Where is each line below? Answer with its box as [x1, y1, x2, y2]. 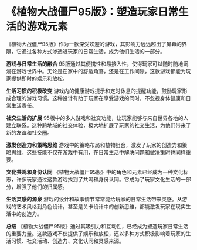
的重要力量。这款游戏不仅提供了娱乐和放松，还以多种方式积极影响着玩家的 [6, 230, 186, 237]
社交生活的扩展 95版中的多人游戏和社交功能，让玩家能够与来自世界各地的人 [6, 114, 189, 121]
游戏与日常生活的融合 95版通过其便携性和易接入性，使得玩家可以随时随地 [6, 60, 184, 67]
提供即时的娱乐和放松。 [11, 74, 68, 82]
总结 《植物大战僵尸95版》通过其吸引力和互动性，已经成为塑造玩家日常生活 [6, 222, 189, 230]
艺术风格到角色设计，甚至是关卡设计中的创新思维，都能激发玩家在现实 [16, 203, 186, 210]
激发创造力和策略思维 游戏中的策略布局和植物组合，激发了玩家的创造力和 [6, 141, 182, 148]
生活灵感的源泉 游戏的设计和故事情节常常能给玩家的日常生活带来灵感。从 [6, 196, 182, 203]
